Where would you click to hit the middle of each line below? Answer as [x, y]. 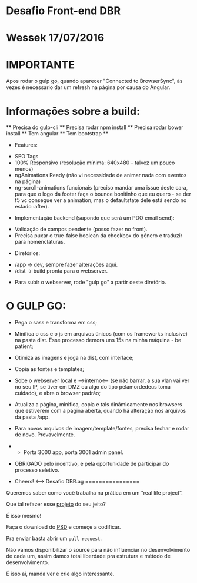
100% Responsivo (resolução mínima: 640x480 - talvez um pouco [95, 163]
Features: [26, 145]
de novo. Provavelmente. [45, 435]
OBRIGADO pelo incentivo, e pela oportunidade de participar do [92, 464]
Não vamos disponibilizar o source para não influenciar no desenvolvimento [98, 550]
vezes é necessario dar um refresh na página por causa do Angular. [88, 87]
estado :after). [32, 207]
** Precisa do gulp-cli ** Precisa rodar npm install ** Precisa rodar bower [95, 127]
